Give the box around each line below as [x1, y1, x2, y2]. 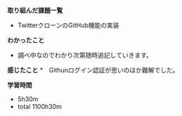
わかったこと [7, 36, 44, 44]
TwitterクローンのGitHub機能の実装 [17, 21, 119, 30]
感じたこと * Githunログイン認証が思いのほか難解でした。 [7, 66, 179, 74]
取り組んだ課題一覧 [7, 6, 63, 14]
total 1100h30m [17, 103, 62, 110]
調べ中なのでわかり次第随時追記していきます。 [17, 51, 152, 59]
